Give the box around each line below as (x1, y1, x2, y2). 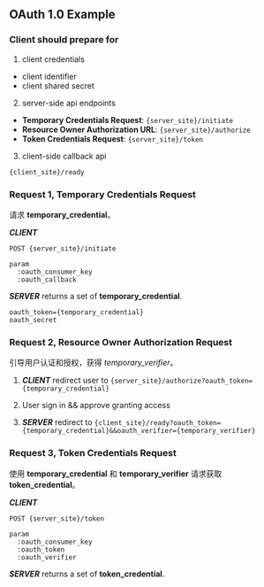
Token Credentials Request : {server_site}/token (21, 133, 203, 144)
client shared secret (21, 80, 95, 91)
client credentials (21, 53, 86, 65)
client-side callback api (21, 151, 107, 161)
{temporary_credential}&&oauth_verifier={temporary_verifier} (21, 427, 256, 436)
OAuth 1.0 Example (9, 7, 117, 22)
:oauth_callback (17, 274, 77, 284)
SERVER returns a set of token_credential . (9, 568, 165, 579)
